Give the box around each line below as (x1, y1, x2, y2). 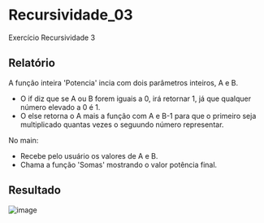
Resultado (8, 183, 61, 197)
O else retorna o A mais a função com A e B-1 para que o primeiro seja (19, 111, 257, 120)
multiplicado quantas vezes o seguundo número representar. (19, 120, 224, 129)
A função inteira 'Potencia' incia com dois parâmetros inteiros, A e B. (8, 77, 239, 87)
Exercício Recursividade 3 (8, 33, 96, 42)
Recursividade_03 (8, 6, 133, 24)
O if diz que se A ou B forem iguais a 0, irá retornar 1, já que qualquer (19, 94, 252, 103)
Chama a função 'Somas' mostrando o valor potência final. (19, 160, 218, 169)
